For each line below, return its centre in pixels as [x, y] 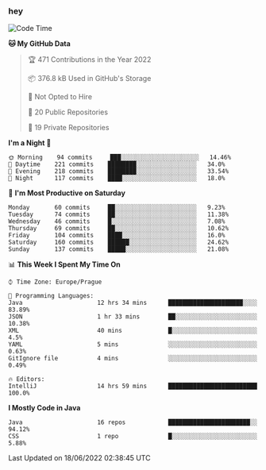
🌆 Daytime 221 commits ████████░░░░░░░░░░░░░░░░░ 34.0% [117, 164]
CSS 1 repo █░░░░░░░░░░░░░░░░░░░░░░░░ [133, 437]
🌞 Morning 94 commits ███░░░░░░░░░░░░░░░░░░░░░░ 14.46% [120, 158]
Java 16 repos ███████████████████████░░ [133, 422]
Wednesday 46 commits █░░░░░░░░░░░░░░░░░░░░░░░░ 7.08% [117, 222]
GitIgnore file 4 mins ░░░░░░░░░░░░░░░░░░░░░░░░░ [133, 359]
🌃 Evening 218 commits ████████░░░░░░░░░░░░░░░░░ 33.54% [118, 171]
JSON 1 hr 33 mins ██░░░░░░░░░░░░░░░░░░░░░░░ [133, 317]
